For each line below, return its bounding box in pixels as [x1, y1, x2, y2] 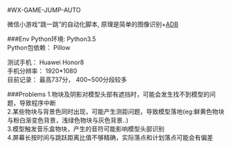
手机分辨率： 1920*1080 [7, 67, 78, 75]
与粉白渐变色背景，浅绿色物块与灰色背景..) [7, 116, 129, 124]
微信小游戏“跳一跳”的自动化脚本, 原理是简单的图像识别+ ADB [7, 20, 179, 28]
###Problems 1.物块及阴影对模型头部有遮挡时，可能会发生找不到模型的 [7, 90, 210, 98]
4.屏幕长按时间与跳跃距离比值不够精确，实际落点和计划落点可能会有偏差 [7, 133, 214, 141]
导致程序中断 [19, 99, 56, 107]
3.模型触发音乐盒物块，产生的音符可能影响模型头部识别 [7, 124, 165, 133]
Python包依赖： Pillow [7, 44, 71, 51]
